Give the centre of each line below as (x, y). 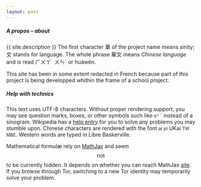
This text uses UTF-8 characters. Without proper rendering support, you (95, 109)
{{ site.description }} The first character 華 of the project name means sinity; (100, 47)
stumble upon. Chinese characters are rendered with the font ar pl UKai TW (98, 128)
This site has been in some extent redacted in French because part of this (97, 74)
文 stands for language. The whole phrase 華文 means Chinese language (96, 54)
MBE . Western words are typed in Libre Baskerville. (68, 134)
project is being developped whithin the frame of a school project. (88, 80)
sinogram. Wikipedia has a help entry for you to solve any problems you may (101, 122)
